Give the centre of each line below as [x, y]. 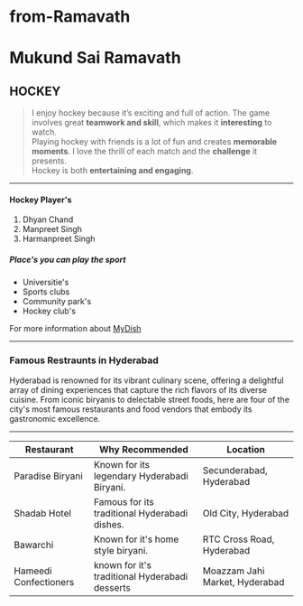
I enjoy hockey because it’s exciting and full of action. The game [151, 113]
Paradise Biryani [48, 476]
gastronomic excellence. [55, 418]
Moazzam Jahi [234, 571]
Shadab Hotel [43, 513]
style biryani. [121, 550]
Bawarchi [34, 545]
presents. [49, 161]
